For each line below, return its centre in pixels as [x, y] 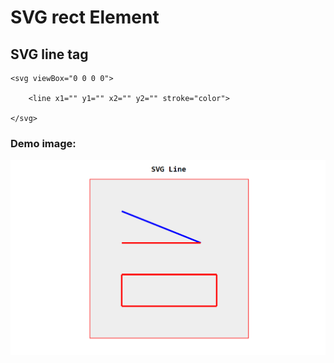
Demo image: [43, 143]
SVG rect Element [85, 17]
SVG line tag [49, 54]
